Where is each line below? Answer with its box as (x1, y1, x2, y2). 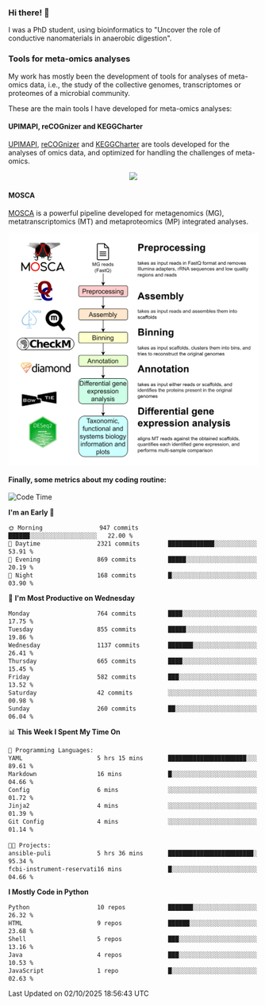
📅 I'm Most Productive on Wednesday (8, 594, 135, 603)
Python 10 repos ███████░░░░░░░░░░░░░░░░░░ (8, 904, 258, 912)
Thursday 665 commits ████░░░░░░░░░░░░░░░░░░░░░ (8, 657, 258, 665)
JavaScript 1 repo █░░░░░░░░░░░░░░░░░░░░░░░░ (8, 967, 258, 975)
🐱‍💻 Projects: (8, 842, 52, 850)
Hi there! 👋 (8, 7, 50, 18)
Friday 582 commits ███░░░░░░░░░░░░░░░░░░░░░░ (8, 673, 258, 681)
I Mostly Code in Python (8, 887, 89, 897)
